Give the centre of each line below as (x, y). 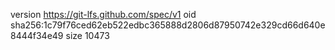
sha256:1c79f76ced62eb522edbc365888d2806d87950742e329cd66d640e (168, 25)
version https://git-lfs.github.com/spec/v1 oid (103, 14)
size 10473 (87, 35)
